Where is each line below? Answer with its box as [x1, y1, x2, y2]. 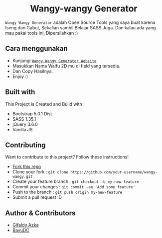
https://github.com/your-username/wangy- [70, 170, 158, 175]
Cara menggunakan [5, 44, 68, 53]
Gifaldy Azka [12, 222, 39, 228]
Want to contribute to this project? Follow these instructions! [5, 154, 129, 160]
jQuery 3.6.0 [12, 121, 38, 127]
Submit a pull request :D [12, 194, 62, 200]
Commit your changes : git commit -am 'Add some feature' [12, 184, 136, 190]
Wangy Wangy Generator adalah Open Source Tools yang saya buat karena [5, 19, 156, 25]
